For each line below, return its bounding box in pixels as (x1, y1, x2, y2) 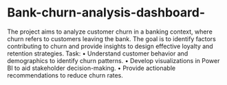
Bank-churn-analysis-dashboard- (7, 5, 205, 21)
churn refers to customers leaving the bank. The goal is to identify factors (7, 34, 217, 42)
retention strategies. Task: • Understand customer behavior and (7, 49, 188, 58)
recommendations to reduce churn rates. (7, 71, 124, 80)
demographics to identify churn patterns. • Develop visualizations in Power (7, 56, 220, 64)
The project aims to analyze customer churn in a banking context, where (7, 27, 213, 36)
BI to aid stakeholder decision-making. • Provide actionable (7, 64, 176, 72)
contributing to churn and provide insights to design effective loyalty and (7, 42, 213, 50)
